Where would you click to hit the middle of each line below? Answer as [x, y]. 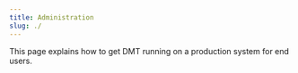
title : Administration [52, 17]
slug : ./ [26, 26]
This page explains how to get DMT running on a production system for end [149, 51]
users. [21, 61]
